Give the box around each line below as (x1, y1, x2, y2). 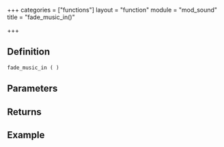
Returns (7, 106, 42, 118)
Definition (7, 46, 50, 57)
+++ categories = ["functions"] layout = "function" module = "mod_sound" (7, 6, 217, 14)
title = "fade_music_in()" (7, 13, 75, 21)
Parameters (7, 83, 58, 94)
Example (7, 129, 45, 141)
